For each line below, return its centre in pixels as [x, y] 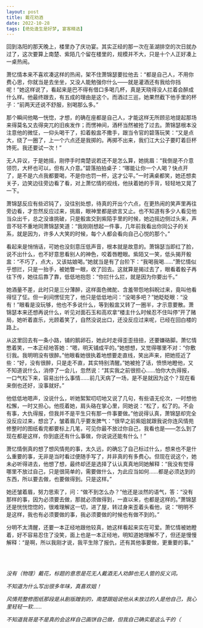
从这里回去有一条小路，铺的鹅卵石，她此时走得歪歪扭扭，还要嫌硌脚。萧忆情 [101, 340]
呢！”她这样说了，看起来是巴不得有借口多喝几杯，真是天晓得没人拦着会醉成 [100, 90]
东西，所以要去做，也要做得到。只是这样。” [59, 479]
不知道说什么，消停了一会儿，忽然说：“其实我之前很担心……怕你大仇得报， [99, 370]
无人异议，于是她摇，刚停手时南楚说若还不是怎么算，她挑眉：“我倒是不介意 [100, 161]
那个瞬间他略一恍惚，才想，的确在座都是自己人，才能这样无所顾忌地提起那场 [101, 118]
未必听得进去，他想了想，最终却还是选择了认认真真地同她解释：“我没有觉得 [100, 464]
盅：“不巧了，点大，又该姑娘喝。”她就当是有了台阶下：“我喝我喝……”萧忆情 [99, 262]
